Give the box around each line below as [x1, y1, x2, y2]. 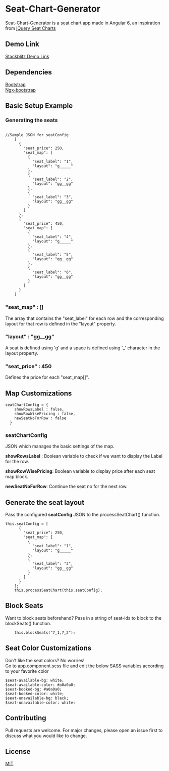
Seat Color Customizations [5, 644, 92, 653]
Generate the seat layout [5, 498, 85, 507]
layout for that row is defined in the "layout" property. [5, 320, 116, 327]
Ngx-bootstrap [5, 87, 36, 93]
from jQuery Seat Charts [5, 25, 57, 31]
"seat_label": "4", [32, 234, 73, 239]
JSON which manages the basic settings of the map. [5, 443, 115, 450]
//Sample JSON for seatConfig [5, 133, 69, 138]
